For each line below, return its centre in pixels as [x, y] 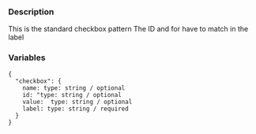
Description [31, 12]
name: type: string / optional [74, 88]
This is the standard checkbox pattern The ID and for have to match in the [128, 29]
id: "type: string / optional [72, 95]
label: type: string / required [75, 109]
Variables [27, 58]
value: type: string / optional [77, 102]
